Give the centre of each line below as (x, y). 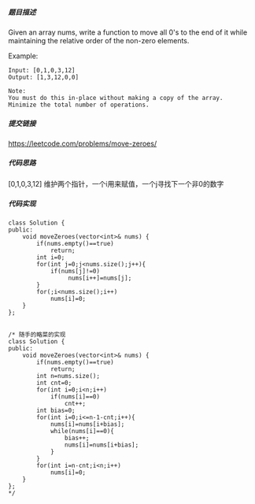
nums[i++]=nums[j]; (100, 278)
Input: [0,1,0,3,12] (42, 70)
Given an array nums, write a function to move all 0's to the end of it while (128, 32)
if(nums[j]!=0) (75, 271)
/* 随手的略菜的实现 (37, 335)
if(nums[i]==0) (75, 397)
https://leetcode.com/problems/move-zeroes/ (83, 143)
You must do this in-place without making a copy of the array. (116, 98)
